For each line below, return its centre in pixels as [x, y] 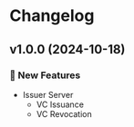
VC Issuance [60, 104]
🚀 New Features [45, 75]
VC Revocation [64, 113]
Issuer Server [48, 94]
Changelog [52, 16]
